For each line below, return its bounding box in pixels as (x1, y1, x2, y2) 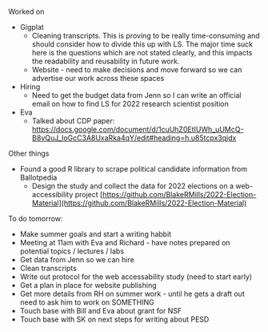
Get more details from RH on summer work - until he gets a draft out (19, 289, 246, 298)
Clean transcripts (19, 264, 78, 273)
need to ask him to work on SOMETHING (19, 298, 154, 307)
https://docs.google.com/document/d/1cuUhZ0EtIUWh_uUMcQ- (31, 124, 244, 134)
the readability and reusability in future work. (31, 56, 180, 66)
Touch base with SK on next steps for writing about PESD (19, 314, 210, 324)
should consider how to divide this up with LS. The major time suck (31, 39, 254, 49)
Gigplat (19, 22, 44, 31)
